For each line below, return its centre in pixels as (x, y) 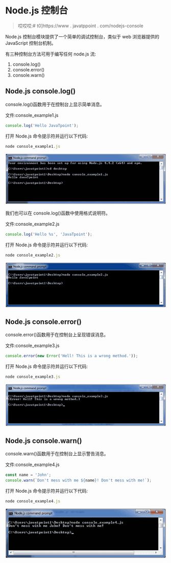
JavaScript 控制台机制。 (31, 43)
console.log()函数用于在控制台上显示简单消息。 (55, 104)
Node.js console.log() (40, 91)
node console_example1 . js (33, 146)
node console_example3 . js (33, 377)
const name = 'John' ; (28, 475)
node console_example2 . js (33, 255)
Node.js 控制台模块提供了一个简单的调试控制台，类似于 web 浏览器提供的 (82, 36)
